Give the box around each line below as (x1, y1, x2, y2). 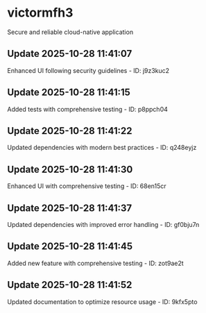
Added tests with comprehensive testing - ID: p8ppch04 (7, 105, 169, 113)
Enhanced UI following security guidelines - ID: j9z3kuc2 (7, 66, 170, 74)
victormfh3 (7, 5, 74, 21)
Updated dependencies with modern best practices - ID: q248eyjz (7, 144, 197, 152)
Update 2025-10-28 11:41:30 (7, 163, 133, 175)
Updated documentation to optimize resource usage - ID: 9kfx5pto (7, 297, 198, 306)
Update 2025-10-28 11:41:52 (7, 279, 132, 291)
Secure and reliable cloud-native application (7, 28, 134, 36)
